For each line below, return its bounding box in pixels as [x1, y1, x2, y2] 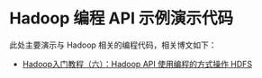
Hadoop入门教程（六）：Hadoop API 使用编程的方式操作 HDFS [22, 58, 253, 69]
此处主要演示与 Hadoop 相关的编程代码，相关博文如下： [9, 39, 218, 50]
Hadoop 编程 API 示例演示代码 [9, 8, 234, 29]
